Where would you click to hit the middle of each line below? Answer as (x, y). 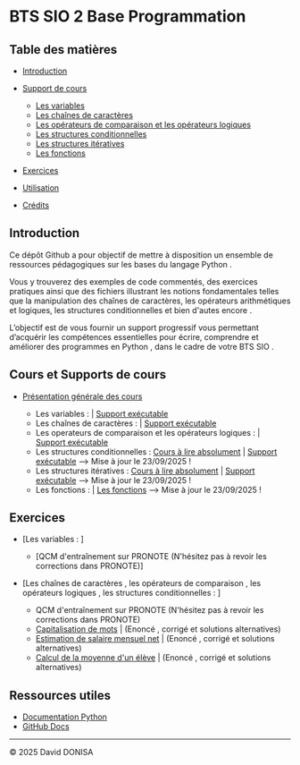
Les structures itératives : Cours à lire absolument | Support (145, 471)
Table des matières (63, 50)
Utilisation (41, 188)
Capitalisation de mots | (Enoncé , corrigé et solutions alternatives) (158, 629)
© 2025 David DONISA (51, 752)
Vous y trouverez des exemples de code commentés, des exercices (134, 281)
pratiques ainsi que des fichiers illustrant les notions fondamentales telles (144, 291)
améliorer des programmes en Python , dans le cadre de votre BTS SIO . (142, 346)
